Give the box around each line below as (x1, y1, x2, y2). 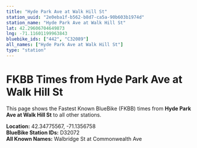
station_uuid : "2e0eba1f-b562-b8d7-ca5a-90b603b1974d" (6, 14, 145, 20)
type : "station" (6, 47, 46, 53)
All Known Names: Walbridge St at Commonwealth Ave (6, 135, 142, 142)
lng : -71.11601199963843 (6, 31, 68, 37)
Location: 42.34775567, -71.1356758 (6, 123, 96, 130)
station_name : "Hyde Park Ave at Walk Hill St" (6, 20, 126, 25)
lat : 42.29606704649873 (6, 25, 65, 31)
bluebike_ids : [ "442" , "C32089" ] (6, 36, 89, 42)
